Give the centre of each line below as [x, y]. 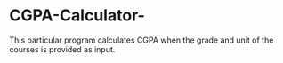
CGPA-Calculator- [77, 16]
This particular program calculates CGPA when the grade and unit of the [141, 40]
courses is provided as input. [62, 49]
